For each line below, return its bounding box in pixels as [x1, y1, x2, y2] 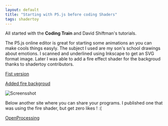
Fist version [5, 71, 29, 77]
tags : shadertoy [5, 16, 39, 21]
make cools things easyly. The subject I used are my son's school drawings [5, 45, 161, 51]
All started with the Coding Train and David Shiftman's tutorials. [5, 30, 136, 36]
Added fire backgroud [5, 80, 50, 86]
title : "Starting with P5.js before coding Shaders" [5, 12, 117, 17]
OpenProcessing [5, 115, 40, 121]
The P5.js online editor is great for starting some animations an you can [5, 40, 152, 46]
